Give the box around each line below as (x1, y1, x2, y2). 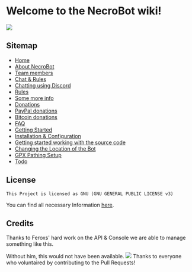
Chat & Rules (14, 76, 46, 83)
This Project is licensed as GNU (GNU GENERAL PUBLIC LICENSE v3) (6, 190, 174, 197)
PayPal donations (14, 107, 57, 114)
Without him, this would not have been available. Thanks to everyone (6, 253, 182, 260)
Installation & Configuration (14, 132, 81, 139)
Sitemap (6, 40, 38, 51)
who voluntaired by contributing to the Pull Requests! (6, 259, 136, 266)
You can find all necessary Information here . (6, 201, 114, 208)
